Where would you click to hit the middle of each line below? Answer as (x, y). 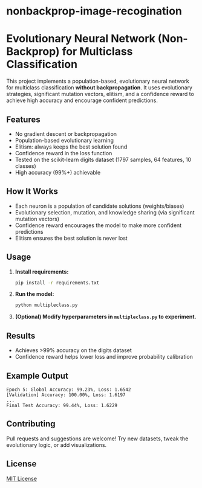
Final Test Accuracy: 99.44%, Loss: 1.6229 (62, 405)
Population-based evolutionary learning (64, 140)
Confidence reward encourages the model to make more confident (98, 225)
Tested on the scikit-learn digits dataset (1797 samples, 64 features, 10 (103, 159)
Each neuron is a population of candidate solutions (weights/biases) (99, 206)
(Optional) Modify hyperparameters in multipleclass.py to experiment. (106, 317)
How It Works (32, 191)
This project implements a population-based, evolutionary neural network (98, 81)
